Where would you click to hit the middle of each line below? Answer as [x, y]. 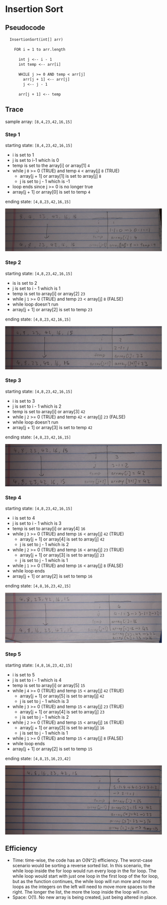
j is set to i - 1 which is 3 [37, 523]
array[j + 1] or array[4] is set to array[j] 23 [62, 712]
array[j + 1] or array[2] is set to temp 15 [52, 749]
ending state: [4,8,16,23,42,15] [38, 586]
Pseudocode [25, 28]
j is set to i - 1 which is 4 [37, 680]
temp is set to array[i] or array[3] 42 [49, 411]
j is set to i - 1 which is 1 [36, 288]
